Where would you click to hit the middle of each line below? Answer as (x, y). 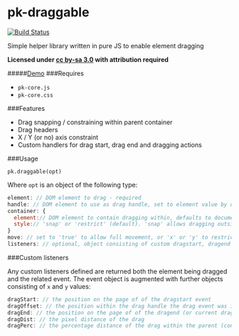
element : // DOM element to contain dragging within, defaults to (113, 217)
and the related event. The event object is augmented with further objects (115, 278)
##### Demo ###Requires (46, 73)
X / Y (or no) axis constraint (58, 137)
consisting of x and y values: (49, 286)
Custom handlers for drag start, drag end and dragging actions (110, 145)
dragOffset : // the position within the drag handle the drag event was (117, 306)
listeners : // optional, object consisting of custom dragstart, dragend (119, 244)
